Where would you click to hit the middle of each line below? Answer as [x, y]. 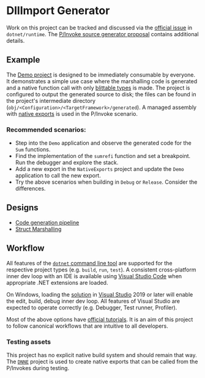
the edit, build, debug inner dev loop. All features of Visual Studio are [93, 301]
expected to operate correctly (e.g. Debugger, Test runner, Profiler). [92, 308]
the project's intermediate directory [51, 100]
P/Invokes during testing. [38, 368]
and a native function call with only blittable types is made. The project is [98, 88]
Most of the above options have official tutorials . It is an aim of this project [100, 319]
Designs [22, 208]
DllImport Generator [58, 11]
